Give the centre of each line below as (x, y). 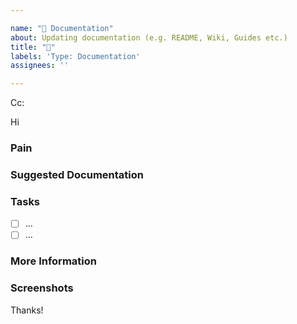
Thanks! (27, 310)
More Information (53, 261)
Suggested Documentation (77, 174)
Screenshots (42, 288)
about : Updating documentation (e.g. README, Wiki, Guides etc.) (149, 37)
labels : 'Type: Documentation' (75, 56)
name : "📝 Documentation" (62, 28)
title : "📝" (33, 47)
